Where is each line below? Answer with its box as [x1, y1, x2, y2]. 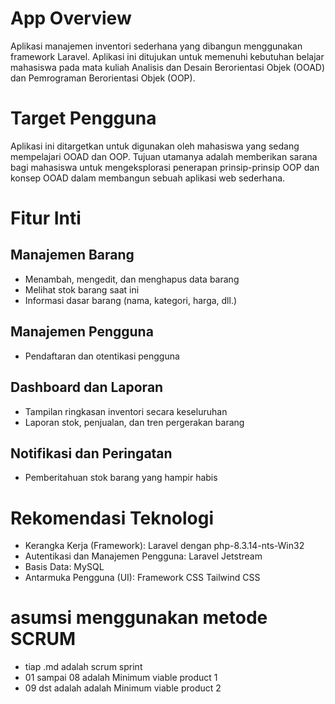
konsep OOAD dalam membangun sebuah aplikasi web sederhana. [10, 172, 286, 184]
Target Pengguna [10, 107, 157, 130]
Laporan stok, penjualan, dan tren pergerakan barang [24, 416, 245, 428]
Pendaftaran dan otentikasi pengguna [24, 350, 180, 362]
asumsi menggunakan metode [10, 607, 268, 629]
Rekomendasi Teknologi [10, 507, 215, 529]
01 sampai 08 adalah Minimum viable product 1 [24, 672, 218, 684]
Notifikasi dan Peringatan [10, 445, 173, 462]
